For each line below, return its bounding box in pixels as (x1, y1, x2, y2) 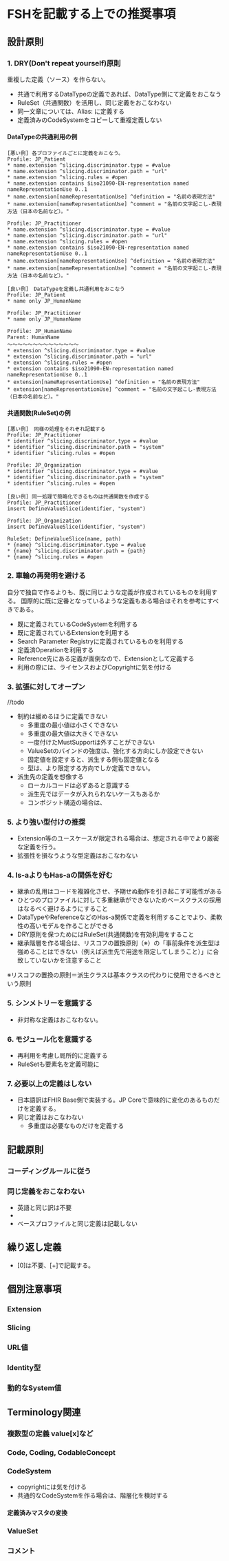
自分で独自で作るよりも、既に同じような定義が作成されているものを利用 (7, 587, 212, 596)
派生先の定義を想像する (17, 772, 84, 780)
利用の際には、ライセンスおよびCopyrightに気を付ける (17, 663, 172, 671)
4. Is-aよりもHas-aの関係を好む (7, 870, 113, 880)
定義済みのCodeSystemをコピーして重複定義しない (17, 115, 162, 124)
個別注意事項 (7, 1283, 62, 1295)
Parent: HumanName (7, 334, 60, 341)
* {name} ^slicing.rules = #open (7, 554, 103, 561)
